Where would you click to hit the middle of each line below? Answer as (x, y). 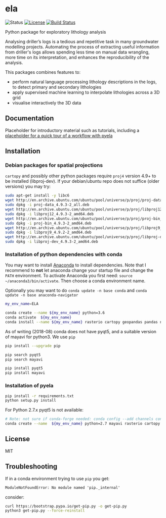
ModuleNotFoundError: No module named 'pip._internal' (63, 488)
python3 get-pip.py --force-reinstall (45, 511)
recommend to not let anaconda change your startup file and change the (79, 270)
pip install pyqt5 (24, 368)
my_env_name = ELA (22, 304)
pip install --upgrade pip (33, 346)
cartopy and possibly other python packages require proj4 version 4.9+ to (81, 176)
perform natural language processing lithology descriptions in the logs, (84, 82)
